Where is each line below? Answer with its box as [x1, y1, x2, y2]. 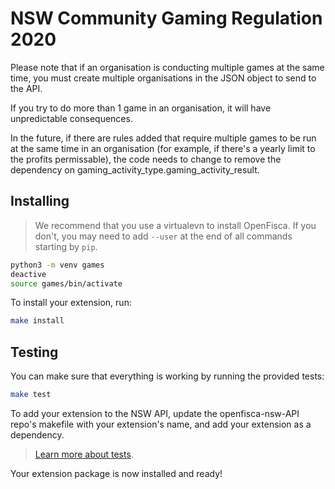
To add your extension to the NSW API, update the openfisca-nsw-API [10, 407, 300, 419]
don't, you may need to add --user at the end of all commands [34, 230, 293, 242]
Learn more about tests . [34, 448, 134, 460]
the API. [10, 82, 43, 94]
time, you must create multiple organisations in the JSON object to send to [10, 72, 317, 84]
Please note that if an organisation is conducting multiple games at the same [10, 61, 325, 73]
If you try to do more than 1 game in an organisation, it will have [10, 102, 272, 114]
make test [10, 390, 52, 400]
